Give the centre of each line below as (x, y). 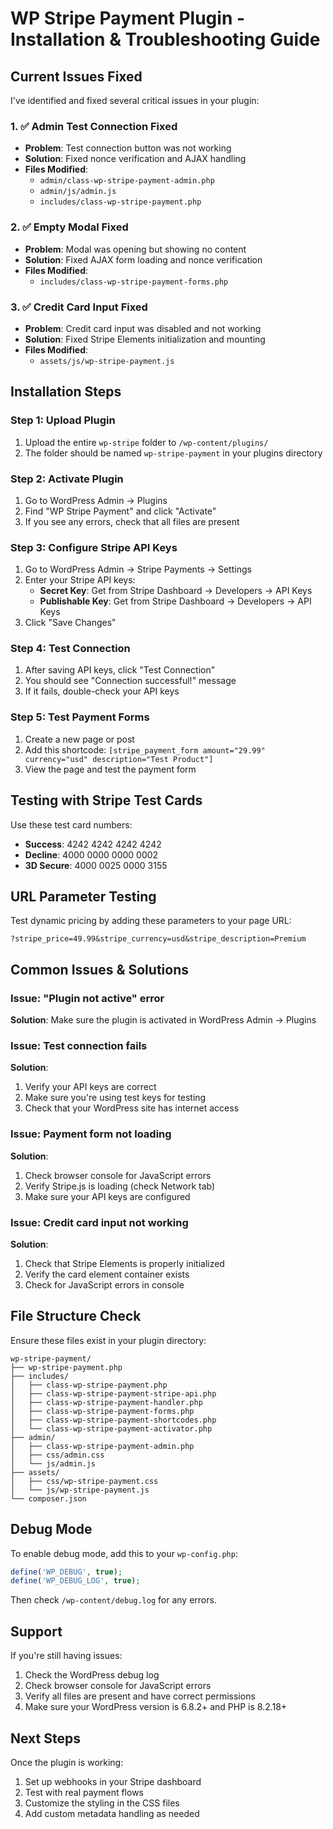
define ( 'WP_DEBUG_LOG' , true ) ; (75, 1581)
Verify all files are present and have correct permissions (140, 1696)
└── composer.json (48, 1498)
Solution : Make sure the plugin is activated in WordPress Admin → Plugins (163, 1020)
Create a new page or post (79, 739)
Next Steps (45, 1738)
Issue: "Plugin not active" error (87, 998)
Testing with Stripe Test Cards (106, 800)
